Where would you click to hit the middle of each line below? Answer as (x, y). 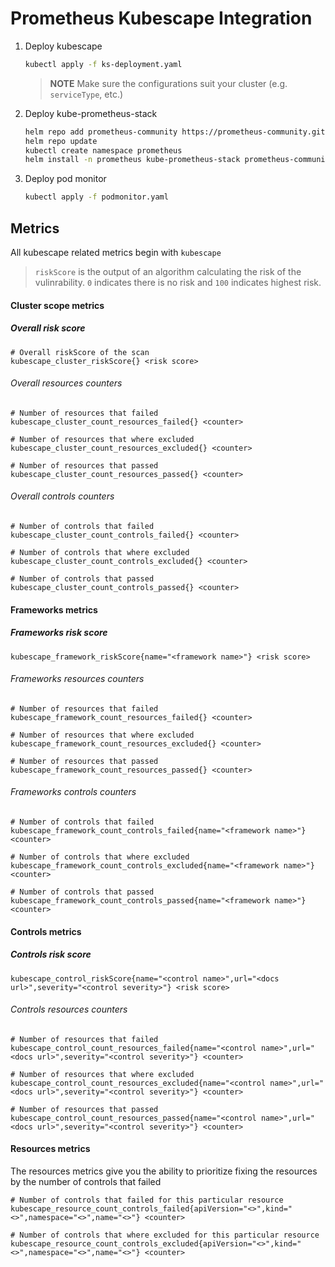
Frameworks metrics (54, 609)
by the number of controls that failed (86, 1181)
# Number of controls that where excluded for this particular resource (165, 1235)
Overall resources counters (66, 383)
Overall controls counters (62, 496)
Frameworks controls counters (73, 792)
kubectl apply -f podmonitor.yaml (96, 197)
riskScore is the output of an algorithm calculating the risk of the (168, 271)
